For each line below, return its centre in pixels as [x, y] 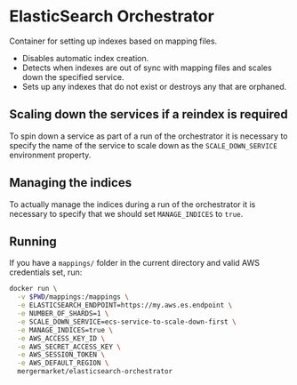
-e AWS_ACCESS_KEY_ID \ [61, 338]
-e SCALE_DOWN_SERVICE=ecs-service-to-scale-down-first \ [127, 322]
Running [33, 241]
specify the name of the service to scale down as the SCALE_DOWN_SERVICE [143, 145]
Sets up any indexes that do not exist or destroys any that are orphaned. [154, 86]
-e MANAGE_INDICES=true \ [65, 330]
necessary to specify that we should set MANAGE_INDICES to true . [126, 213]
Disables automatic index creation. [85, 58]
